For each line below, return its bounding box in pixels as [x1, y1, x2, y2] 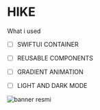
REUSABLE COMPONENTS [16, 54, 94, 62]
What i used [7, 27, 41, 35]
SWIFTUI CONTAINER [16, 40, 79, 48]
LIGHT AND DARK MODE [16, 82, 88, 90]
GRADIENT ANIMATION [16, 68, 84, 76]
